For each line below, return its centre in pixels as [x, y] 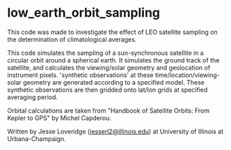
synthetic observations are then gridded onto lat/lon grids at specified [107, 90]
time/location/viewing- [188, 75]
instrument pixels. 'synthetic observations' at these [81, 75]
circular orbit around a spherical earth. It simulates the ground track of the [113, 60]
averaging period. [32, 97]
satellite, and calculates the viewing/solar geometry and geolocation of [109, 67]
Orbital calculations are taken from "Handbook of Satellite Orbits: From [109, 110]
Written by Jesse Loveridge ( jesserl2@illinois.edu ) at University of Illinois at [115, 131]
